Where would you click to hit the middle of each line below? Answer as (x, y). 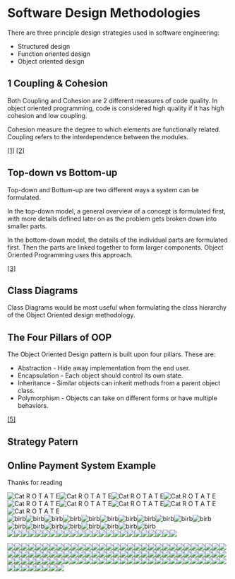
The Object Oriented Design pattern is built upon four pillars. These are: (112, 354)
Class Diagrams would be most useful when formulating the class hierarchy (117, 308)
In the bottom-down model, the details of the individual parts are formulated (117, 240)
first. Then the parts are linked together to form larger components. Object (115, 247)
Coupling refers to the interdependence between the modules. (98, 136)
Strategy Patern (43, 441)
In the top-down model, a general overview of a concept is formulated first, (116, 211)
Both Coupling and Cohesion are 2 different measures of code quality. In (113, 100)
